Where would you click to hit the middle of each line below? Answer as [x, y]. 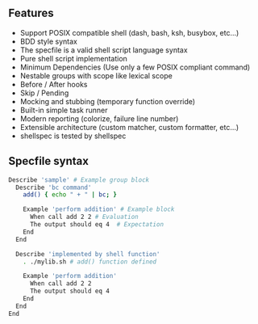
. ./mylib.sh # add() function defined [90, 262]
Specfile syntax [48, 161]
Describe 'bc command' [54, 187]
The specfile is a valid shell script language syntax [104, 50]
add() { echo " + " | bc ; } [70, 195]
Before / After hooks [54, 84]
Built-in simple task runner [64, 110]
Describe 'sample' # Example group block [79, 180]
